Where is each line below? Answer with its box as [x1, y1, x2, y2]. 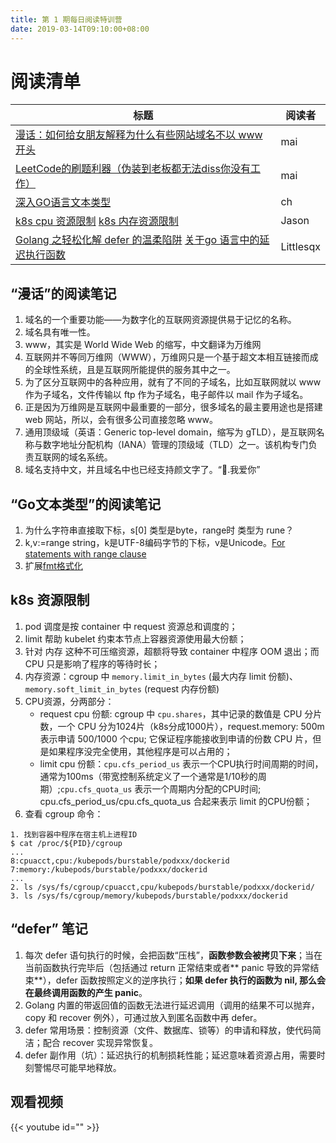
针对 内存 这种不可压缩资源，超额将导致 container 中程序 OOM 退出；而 [24, 645, 320, 657]
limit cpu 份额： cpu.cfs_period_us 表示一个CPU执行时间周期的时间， [39, 757, 324, 770]
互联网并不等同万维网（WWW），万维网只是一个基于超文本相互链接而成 [24, 351, 319, 363]
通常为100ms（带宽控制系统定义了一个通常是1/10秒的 [39, 770, 258, 782]
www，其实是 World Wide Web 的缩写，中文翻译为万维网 [24, 339, 262, 351]
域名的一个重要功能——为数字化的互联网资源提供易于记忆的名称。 [24, 314, 297, 326]
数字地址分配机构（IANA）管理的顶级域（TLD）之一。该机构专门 [42, 439, 309, 451]
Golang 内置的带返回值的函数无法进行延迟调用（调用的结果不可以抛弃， [24, 999, 320, 1011]
